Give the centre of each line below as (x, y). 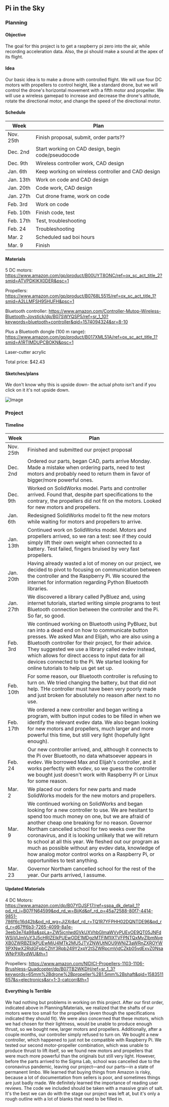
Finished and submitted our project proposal (80, 450)
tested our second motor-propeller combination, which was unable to (77, 1045)
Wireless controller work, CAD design (80, 163)
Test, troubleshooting (61, 221)
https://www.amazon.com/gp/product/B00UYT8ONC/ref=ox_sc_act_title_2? (84, 276)
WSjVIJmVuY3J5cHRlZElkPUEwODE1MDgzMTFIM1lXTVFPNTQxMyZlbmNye (84, 937)
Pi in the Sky (25, 8)
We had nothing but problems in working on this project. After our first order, (84, 1002)
